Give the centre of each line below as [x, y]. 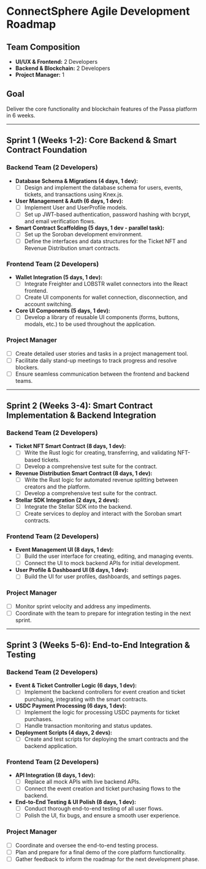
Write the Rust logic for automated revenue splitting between [101, 479]
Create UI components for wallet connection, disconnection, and [106, 297]
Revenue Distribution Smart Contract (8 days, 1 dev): [84, 473]
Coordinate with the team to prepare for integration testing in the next [103, 613]
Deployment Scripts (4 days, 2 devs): [63, 732]
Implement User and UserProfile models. [76, 207]
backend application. [51, 746]
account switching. [48, 304]
